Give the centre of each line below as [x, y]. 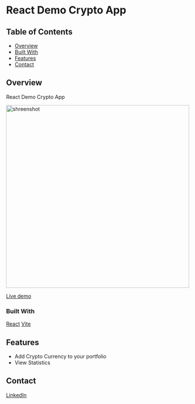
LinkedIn [16, 395]
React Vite [18, 324]
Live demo [19, 296]
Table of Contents [40, 32]
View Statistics [32, 362]
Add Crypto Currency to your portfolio [60, 356]
